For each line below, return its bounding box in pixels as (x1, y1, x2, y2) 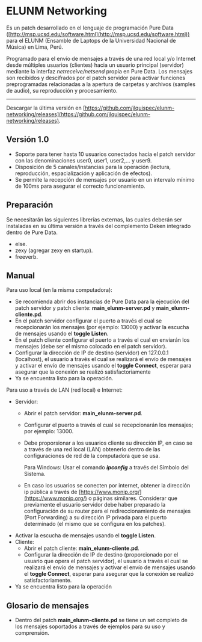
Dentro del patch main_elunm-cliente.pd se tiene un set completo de (14, 617, 188, 624)
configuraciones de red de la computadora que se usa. (23, 452, 161, 460)
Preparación (6, 200, 54, 210)
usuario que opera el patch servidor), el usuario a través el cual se (23, 558, 188, 565)
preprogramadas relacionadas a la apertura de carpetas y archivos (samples (6, 80, 196, 88)
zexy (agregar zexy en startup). (14, 247, 93, 254)
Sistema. (23, 471, 46, 478)
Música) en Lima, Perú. (6, 43, 64, 51)
